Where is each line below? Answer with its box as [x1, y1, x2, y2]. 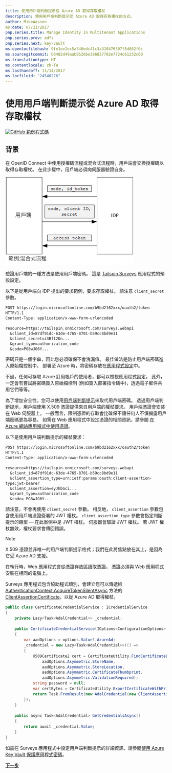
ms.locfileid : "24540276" [5, 74, 60, 79]
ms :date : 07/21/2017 [5, 25, 50, 30]
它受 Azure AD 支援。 [5, 552, 51, 558]
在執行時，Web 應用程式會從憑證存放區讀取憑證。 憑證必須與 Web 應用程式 [5, 564, 164, 570]
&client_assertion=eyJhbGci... [10, 486, 77, 491]
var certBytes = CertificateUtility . [32, 686, 114, 691]
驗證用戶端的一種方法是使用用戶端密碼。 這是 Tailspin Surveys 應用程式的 [5, 270, 160, 276]
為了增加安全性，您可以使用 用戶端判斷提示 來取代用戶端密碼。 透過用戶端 [5, 397, 159, 403]
